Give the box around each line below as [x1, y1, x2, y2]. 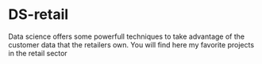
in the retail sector [8, 48, 67, 58]
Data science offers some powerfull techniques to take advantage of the [8, 32, 245, 41]
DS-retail [8, 6, 69, 24]
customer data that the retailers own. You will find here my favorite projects [8, 40, 255, 49]
